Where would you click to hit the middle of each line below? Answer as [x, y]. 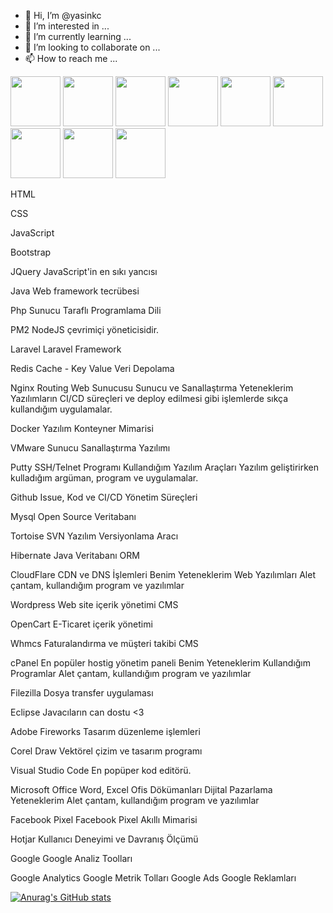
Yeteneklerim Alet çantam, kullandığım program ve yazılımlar [135, 800]
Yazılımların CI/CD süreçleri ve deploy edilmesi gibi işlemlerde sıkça [149, 398]
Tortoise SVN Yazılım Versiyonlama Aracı [94, 536]
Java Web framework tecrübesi [75, 291]
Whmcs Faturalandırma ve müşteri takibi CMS [104, 643]
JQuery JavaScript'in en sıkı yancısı [84, 271]
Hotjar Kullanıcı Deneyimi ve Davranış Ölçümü [104, 839]
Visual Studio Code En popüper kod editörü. [101, 770]
